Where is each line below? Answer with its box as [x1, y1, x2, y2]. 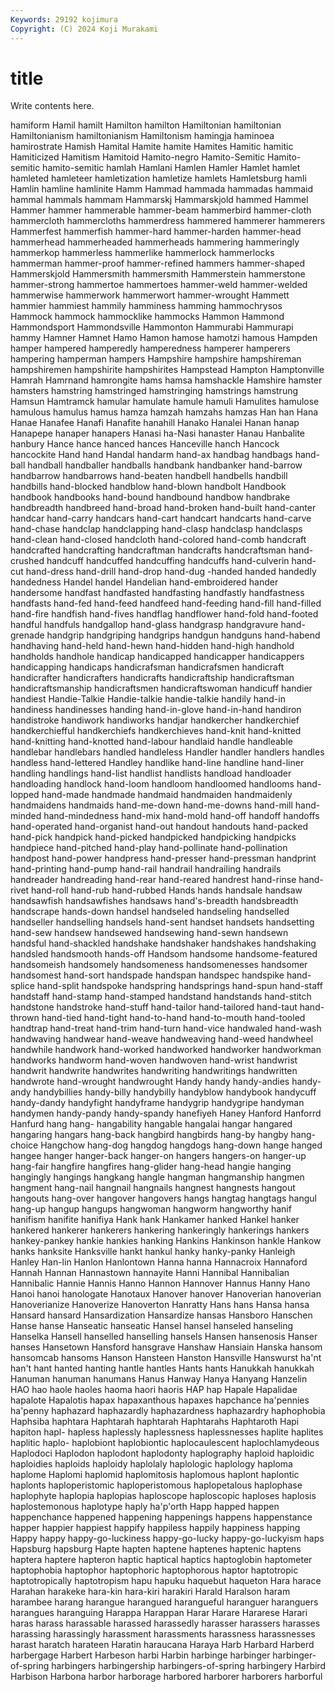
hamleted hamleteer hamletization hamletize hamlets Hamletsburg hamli [10, 172, 307, 185]
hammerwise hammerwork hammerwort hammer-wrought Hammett [10, 289, 290, 301]
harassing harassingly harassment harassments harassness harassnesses [10, 1628, 316, 1640]
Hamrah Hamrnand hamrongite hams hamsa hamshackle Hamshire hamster [10, 374, 323, 386]
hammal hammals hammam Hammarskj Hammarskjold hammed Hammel [10, 194, 309, 206]
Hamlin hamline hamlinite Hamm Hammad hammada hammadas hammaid [10, 183, 314, 195]
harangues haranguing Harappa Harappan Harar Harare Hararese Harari [10, 1607, 308, 1619]
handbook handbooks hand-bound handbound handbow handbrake [10, 491, 291, 503]
